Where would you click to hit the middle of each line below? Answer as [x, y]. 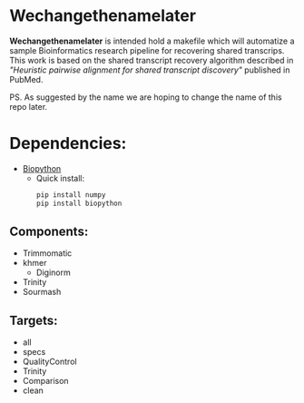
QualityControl [49, 362]
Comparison [46, 381]
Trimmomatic [47, 253]
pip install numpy [71, 195]
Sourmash [42, 292]
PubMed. [26, 79]
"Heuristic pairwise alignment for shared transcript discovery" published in [150, 70]
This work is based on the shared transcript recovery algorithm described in [152, 60]
